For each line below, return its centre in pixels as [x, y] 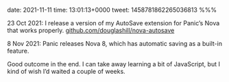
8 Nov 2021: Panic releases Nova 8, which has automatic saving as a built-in [115, 43]
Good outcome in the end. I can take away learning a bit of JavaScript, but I [114, 64]
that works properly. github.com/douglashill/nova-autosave [91, 30]
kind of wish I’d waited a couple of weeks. [66, 71]
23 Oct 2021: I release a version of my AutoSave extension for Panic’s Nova [113, 23]
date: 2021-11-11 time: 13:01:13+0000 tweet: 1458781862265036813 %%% [112, 10]
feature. [18, 51]
